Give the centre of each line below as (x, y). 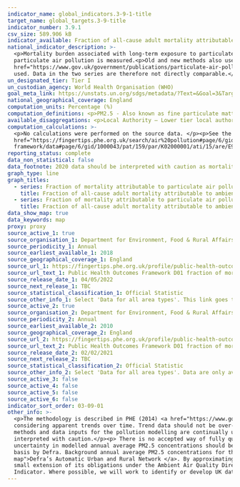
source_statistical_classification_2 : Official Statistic (95, 366)
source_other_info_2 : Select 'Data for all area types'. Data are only (116, 373)
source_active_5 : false (43, 392)
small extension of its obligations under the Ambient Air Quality (116, 466)
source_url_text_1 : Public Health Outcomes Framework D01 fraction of (115, 273)
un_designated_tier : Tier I (49, 80)
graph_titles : (29, 180)
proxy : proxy (27, 226)
